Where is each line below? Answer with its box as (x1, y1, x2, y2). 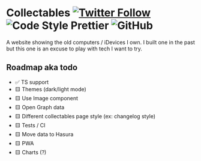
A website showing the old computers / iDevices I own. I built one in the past (6, 38, 195, 46)
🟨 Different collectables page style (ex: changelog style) (14, 112, 156, 120)
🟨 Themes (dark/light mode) (14, 85, 87, 93)
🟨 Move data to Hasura (14, 130, 74, 138)
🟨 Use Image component (14, 94, 79, 102)
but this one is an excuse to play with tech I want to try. (6, 45, 143, 52)
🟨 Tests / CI (14, 121, 46, 129)
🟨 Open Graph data (14, 103, 65, 111)
